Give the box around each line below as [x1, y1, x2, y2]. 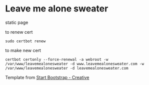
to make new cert [5, 47, 41, 53]
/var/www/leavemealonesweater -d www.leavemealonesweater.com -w [5, 61, 144, 66]
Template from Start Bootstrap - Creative [5, 74, 89, 80]
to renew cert [5, 29, 33, 35]
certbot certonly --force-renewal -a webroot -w [5, 57, 108, 62]
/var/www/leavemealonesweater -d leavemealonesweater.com [5, 66, 128, 71]
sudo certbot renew [5, 38, 46, 44]
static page [5, 19, 28, 25]
